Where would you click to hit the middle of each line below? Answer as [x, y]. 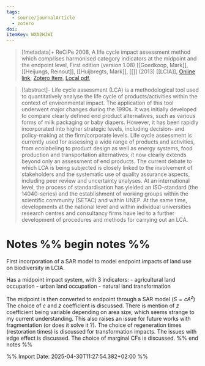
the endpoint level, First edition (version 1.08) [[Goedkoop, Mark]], [105, 65]
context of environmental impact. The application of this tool [97, 103]
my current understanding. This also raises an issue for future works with [99, 318]
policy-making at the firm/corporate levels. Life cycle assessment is [106, 136]
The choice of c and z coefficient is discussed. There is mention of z [93, 306]
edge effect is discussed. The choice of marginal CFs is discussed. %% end [102, 338]
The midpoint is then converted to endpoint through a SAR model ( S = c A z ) [101, 298]
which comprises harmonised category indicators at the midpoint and [109, 59]
